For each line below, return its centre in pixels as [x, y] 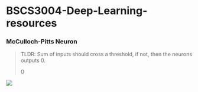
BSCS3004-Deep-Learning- [77, 11]
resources [32, 23]
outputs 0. [33, 60]
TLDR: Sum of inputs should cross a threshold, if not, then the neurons [106, 54]
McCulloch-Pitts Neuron [42, 42]
